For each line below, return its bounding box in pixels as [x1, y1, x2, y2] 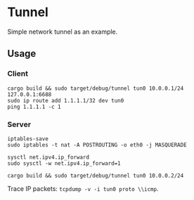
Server [7, 119, 32, 129]
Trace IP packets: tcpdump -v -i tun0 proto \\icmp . [7, 184, 159, 193]
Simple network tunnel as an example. [7, 27, 118, 36]
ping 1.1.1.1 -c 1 [7, 103, 61, 110]
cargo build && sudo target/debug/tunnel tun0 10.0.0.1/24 [7, 85, 184, 92]
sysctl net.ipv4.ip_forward [7, 154, 90, 161]
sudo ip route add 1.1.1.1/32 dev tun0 [7, 97, 124, 104]
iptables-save [7, 135, 49, 142]
